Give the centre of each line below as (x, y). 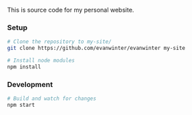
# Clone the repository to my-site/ (59, 42)
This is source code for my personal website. (71, 10)
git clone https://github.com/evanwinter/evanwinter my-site (96, 48)
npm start (21, 105)
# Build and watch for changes (52, 99)
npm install (24, 67)
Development (30, 84)
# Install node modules (41, 61)
